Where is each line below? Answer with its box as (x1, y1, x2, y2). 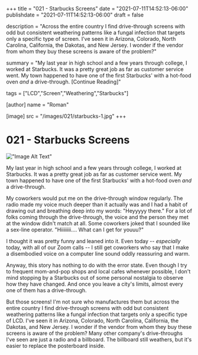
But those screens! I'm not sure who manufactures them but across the (6, 298, 179, 305)
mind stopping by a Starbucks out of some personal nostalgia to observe (6, 274, 184, 281)
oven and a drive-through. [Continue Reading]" (6, 78, 121, 85)
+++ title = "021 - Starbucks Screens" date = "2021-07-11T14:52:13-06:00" (6, 5, 189, 12)
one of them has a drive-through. (6, 286, 87, 293)
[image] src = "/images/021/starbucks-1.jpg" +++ (6, 112, 126, 120)
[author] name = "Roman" (6, 101, 69, 108)
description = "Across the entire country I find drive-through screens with (6, 23, 185, 30)
